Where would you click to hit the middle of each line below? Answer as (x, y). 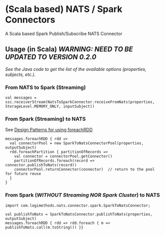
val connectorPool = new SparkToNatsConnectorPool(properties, (77, 143)
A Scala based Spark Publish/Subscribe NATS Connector (64, 33)
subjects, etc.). (20, 74)
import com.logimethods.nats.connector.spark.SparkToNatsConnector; (78, 206)
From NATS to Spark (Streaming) (46, 87)
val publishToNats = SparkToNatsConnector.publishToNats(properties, (79, 214)
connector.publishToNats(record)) (41, 165)
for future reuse (23, 174)
